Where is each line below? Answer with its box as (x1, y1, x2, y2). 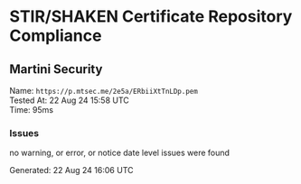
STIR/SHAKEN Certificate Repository (9, 6, 293, 27)
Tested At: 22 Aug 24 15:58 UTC (9, 95, 129, 106)
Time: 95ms (9, 105, 54, 115)
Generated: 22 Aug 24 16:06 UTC (9, 165, 134, 176)
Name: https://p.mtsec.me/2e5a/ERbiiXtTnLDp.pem (9, 86, 199, 96)
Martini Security (9, 61, 103, 77)
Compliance (9, 25, 102, 46)
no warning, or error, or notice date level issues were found (9, 147, 230, 159)
